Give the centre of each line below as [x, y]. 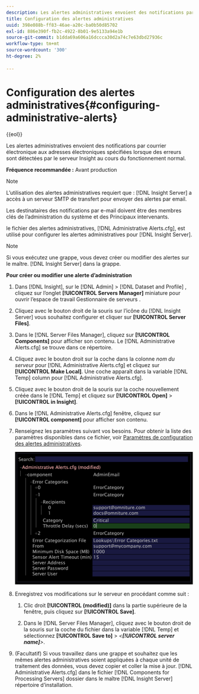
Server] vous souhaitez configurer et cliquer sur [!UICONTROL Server [100, 317]
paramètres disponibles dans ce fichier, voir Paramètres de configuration [104, 437]
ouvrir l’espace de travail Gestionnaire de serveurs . [78, 299]
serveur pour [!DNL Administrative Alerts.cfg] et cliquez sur [87, 365]
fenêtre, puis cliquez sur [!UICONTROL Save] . [80, 611]
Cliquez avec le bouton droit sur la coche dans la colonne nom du [94, 359]
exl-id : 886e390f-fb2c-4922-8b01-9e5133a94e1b [65, 31]
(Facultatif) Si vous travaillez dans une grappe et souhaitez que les [96, 653]
